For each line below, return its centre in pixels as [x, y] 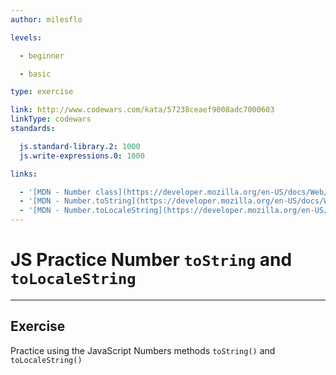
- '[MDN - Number [55, 192]
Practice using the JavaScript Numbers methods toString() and [143, 350]
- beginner [42, 56]
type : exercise [42, 92]
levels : [26, 37]
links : [24, 174]
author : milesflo [46, 19]
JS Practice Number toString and [151, 260]
